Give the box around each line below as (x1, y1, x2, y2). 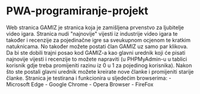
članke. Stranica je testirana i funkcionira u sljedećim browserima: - (6, 74, 171, 82)
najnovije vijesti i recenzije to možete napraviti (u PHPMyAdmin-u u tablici (6, 55, 187, 62)
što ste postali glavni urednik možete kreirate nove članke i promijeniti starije (6, 68, 194, 75)
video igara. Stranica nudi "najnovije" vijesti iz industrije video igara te (6, 30, 178, 37)
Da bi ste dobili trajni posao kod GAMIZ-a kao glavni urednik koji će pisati (6, 49, 186, 56)
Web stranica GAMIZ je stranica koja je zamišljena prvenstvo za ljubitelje (6, 24, 184, 31)
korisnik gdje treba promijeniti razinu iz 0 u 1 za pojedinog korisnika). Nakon (6, 61, 192, 69)
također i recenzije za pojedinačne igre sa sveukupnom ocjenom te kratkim (6, 36, 191, 43)
